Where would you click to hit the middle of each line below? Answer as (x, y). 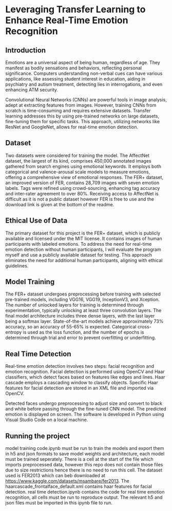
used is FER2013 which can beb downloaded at (55, 476)
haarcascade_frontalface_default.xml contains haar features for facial (79, 486)
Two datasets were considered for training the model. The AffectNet (78, 155)
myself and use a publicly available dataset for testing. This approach (79, 254)
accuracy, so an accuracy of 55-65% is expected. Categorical (71, 327)
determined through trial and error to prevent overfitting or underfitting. (81, 338)
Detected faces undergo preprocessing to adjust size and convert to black (84, 403)
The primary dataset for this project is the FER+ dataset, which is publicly (83, 233)
